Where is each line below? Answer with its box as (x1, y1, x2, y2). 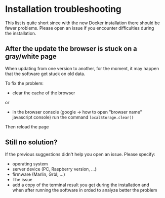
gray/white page (5, 52, 57, 61)
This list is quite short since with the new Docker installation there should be (5, 20, 160, 26)
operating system (12, 160, 48, 166)
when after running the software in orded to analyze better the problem (12, 187, 157, 193)
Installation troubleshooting (5, 3, 122, 15)
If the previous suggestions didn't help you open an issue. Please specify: (5, 151, 156, 157)
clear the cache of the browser (12, 90, 76, 96)
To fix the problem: (5, 80, 43, 86)
